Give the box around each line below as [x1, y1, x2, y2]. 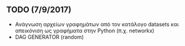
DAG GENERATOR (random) [14, 33, 84, 41]
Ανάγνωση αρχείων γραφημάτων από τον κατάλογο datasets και [14, 20, 179, 27]
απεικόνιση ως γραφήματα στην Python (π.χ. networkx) [14, 27, 155, 34]
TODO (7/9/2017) [6, 5, 72, 15]
